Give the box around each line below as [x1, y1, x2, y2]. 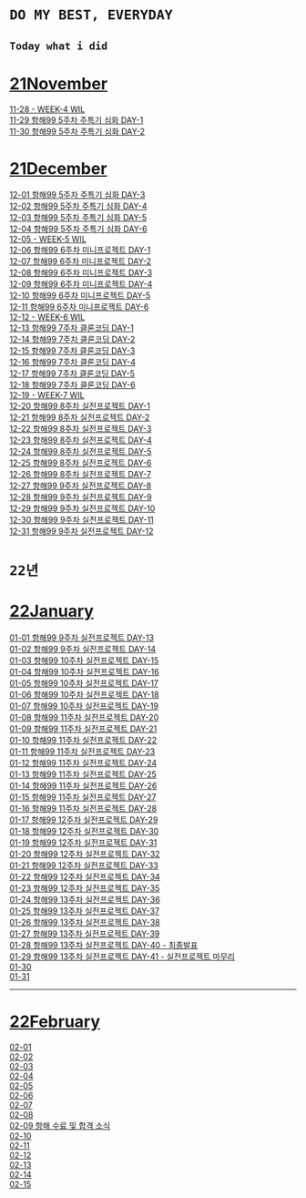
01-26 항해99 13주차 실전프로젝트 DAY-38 [9, 916, 161, 927]
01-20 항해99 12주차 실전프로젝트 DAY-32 [9, 848, 161, 859]
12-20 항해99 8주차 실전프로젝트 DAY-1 [9, 401, 150, 412]
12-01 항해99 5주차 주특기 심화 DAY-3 [9, 189, 146, 200]
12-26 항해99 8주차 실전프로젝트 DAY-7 [9, 469, 152, 480]
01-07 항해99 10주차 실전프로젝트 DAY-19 [9, 700, 159, 712]
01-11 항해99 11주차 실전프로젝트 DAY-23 [9, 745, 156, 757]
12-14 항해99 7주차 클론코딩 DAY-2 [9, 334, 136, 345]
